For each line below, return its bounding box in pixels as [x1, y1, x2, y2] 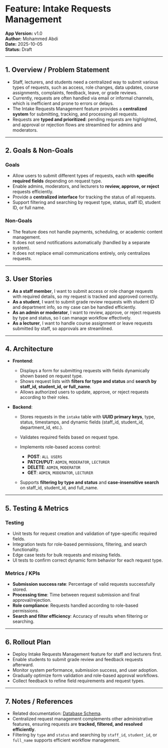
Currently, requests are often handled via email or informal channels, [12, 95, 154, 101]
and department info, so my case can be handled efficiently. [12, 304, 136, 310]
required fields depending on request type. [12, 178, 102, 184]
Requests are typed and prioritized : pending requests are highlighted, [12, 116, 157, 122]
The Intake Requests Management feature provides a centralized [12, 105, 147, 112]
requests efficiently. [12, 189, 53, 195]
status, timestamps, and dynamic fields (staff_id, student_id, [19, 419, 144, 425]
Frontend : [12, 358, 33, 364]
